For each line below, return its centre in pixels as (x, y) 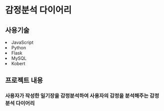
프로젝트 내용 (24, 80)
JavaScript (23, 42)
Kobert (19, 63)
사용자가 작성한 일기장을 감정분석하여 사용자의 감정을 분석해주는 (77, 96)
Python (19, 48)
